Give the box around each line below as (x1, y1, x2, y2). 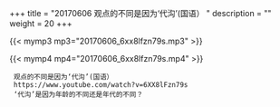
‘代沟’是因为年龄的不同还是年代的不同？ (13, 90, 143, 99)
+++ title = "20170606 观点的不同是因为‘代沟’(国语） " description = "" (9, 8, 272, 18)
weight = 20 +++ (9, 18, 72, 29)
